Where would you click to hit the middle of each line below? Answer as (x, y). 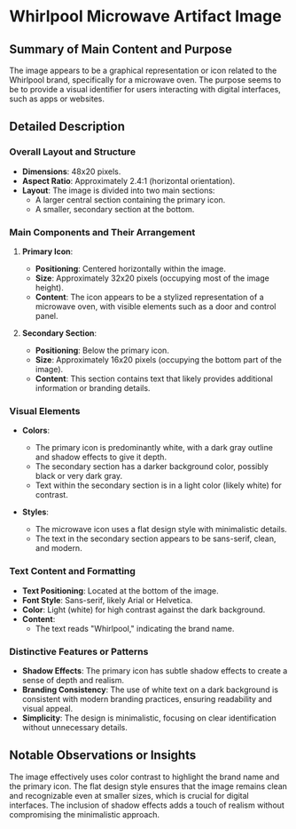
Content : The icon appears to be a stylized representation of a (149, 297)
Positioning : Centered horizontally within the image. (130, 268)
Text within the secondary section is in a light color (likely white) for (158, 485)
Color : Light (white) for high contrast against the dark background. (144, 610)
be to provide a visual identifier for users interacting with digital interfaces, (145, 89)
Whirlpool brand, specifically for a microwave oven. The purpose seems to (145, 80)
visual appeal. (47, 708)
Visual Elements (45, 411)
